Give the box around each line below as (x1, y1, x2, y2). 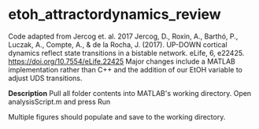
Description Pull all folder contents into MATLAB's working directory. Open (8, 88, 252, 98)
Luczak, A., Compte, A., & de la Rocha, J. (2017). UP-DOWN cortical (8, 39, 228, 49)
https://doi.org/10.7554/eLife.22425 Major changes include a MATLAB (8, 57, 236, 66)
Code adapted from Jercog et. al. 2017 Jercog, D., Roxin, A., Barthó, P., (8, 31, 239, 41)
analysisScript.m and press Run (8, 97, 111, 106)
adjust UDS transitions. (8, 73, 83, 83)
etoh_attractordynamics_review (8, 6, 222, 24)
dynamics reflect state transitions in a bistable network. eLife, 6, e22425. (8, 48, 245, 57)
